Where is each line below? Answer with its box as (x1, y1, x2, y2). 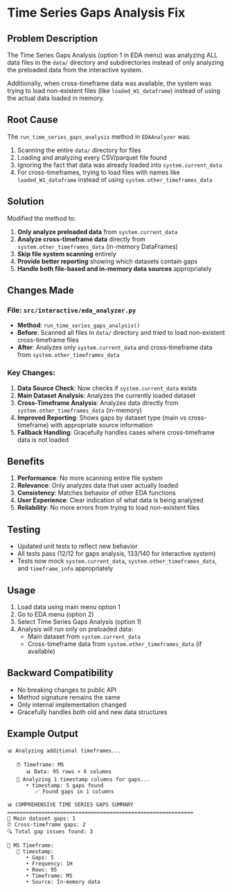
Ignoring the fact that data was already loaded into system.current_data (17, 160, 222, 169)
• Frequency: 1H (25, 860, 73, 867)
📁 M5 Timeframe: (7, 842, 54, 849)
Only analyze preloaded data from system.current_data (17, 227, 178, 236)
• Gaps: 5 (25, 854, 54, 861)
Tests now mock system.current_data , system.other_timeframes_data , (17, 557, 217, 565)
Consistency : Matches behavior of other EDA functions (17, 488, 177, 497)
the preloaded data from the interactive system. (7, 66, 143, 74)
